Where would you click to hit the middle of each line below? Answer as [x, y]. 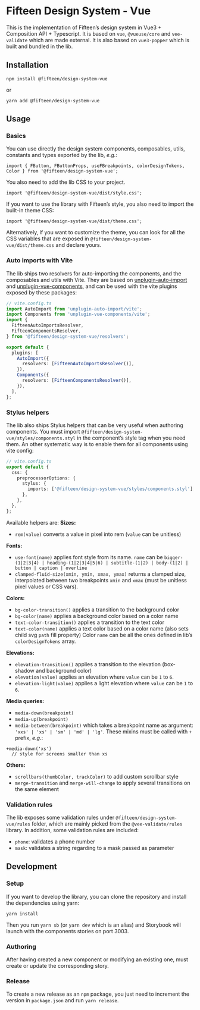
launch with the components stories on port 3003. [68, 931]
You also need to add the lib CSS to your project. [66, 182]
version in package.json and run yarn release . [62, 1000]
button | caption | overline [51, 568]
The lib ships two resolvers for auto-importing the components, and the [94, 273]
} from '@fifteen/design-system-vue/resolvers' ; [68, 336]
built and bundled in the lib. [40, 46]
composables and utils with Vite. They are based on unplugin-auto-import [97, 280]
